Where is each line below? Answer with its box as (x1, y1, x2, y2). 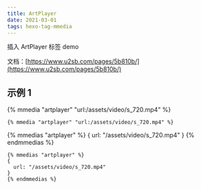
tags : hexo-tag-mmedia (7, 23, 72, 30)
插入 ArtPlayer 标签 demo (7, 43, 79, 51)
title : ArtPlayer (7, 10, 57, 17)
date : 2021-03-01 (7, 17, 57, 23)
